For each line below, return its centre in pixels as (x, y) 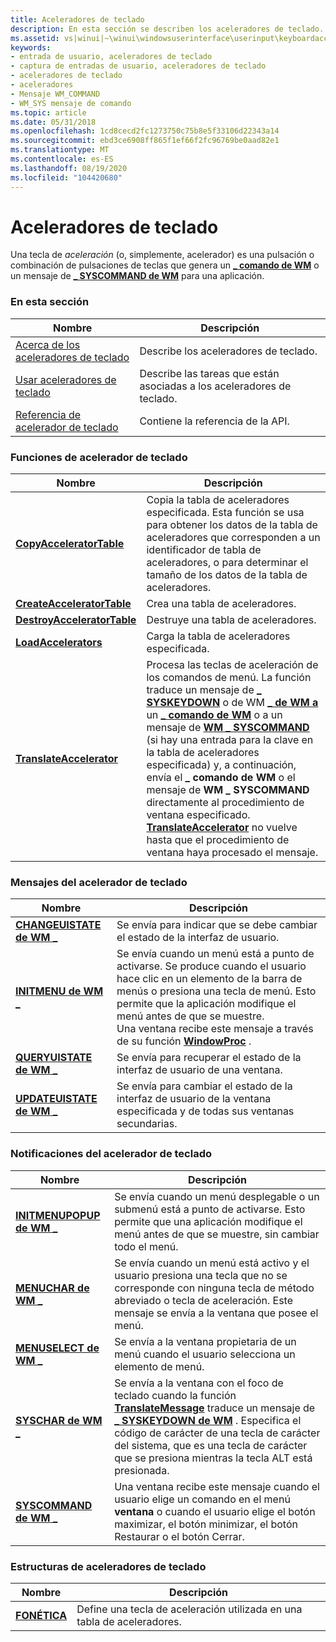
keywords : (31, 47)
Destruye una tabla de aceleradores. (231, 620)
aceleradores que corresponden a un (233, 538)
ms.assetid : (35, 38)
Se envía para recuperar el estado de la (209, 1058)
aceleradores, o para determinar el (227, 563)
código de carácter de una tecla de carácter (217, 1433)
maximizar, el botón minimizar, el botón (206, 1524)
